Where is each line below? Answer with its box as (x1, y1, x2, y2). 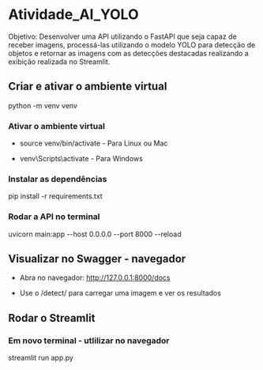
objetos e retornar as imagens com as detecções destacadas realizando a (8, 48, 249, 58)
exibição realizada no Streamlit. (8, 57, 111, 66)
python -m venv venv (8, 100, 77, 110)
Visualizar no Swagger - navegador (8, 252, 186, 266)
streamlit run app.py (8, 353, 73, 363)
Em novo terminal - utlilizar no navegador (8, 334, 170, 345)
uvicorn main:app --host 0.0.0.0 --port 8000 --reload (8, 229, 182, 239)
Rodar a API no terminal (8, 211, 100, 222)
